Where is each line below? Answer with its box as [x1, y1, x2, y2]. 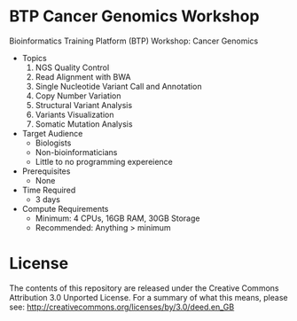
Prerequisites [21, 166, 71, 176]
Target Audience [21, 128, 83, 138]
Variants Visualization [35, 109, 114, 120]
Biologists [35, 137, 72, 148]
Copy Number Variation [35, 90, 121, 101]
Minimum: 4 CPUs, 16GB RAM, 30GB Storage [35, 213, 200, 223]
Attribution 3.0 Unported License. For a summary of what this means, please [9, 292, 288, 302]
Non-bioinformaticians [35, 146, 118, 157]
